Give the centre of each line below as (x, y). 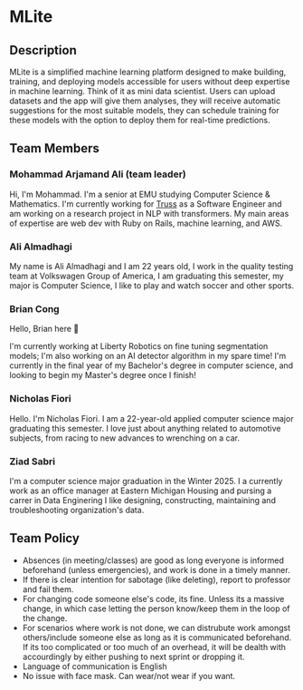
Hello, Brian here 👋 (44, 329)
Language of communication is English (95, 666)
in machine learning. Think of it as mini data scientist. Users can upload (142, 91)
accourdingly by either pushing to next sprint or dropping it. (133, 656)
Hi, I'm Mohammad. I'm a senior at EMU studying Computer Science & (140, 194)
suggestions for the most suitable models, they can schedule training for (144, 110)
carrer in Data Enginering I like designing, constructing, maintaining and (142, 500)
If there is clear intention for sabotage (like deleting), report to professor (156, 579)
